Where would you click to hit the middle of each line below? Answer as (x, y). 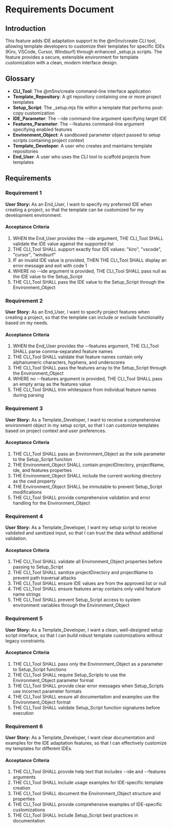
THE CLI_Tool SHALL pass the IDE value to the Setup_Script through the (89, 282)
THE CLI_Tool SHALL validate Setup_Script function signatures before (86, 707)
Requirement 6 (24, 726)
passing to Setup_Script (38, 567)
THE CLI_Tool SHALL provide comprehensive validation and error (81, 498)
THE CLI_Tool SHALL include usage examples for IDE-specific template (88, 783)
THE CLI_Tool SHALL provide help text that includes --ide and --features (89, 771)
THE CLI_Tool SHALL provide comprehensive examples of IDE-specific (88, 804)
